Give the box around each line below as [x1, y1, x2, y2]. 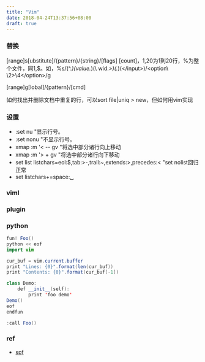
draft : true [6, 20, 37, 26]
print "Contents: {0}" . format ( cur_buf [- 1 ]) [6, 269, 119, 275]
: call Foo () [6, 320, 37, 326]
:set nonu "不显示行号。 [15, 136, 75, 143]
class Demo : [6, 280, 37, 287]
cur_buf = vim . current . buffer [6, 258, 84, 264]
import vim [6, 247, 34, 253]
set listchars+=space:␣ [15, 173, 75, 180]
